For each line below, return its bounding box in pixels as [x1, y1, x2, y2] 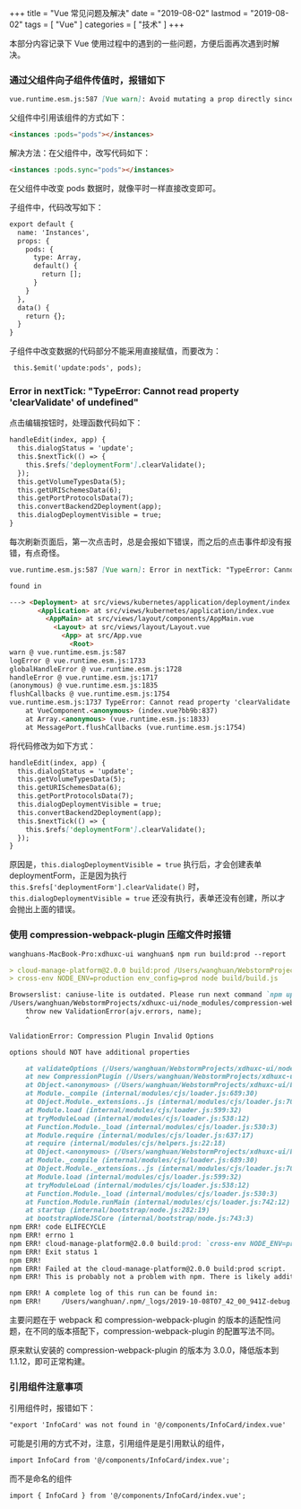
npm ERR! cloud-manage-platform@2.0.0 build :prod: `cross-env [9, 1239, 246, 1248]
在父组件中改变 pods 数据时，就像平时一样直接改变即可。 [9, 182, 221, 193]
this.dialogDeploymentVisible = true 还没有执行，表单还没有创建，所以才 [9, 892, 286, 904]
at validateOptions [25, 1064, 99, 1073]
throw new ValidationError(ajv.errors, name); [25, 1007, 202, 1016]
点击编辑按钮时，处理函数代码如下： [9, 417, 143, 428]
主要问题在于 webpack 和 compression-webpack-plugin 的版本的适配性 [9, 1314, 273, 1326]
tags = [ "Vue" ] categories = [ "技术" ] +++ [24, 19, 185, 30]
